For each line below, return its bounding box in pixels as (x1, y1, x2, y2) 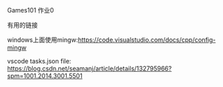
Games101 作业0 (7, 6, 54, 14)
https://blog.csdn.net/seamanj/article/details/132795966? (7, 65, 172, 72)
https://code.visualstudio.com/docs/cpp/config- (77, 35, 216, 44)
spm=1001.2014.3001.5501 (7, 72, 83, 80)
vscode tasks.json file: (7, 57, 72, 65)
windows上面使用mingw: (7, 35, 79, 44)
